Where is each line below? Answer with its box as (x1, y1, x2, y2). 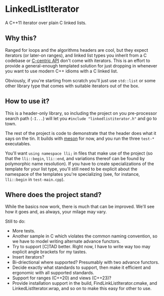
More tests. (12, 228, 35, 234)
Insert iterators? (12, 254, 45, 260)
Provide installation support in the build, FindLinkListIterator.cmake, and (12, 280, 157, 286)
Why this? (5, 34, 37, 42)
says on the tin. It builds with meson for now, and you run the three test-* (5, 135, 155, 141)
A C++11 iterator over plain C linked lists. (5, 20, 87, 26)
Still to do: (5, 218, 26, 225)
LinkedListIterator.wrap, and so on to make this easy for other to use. (12, 286, 152, 292)
